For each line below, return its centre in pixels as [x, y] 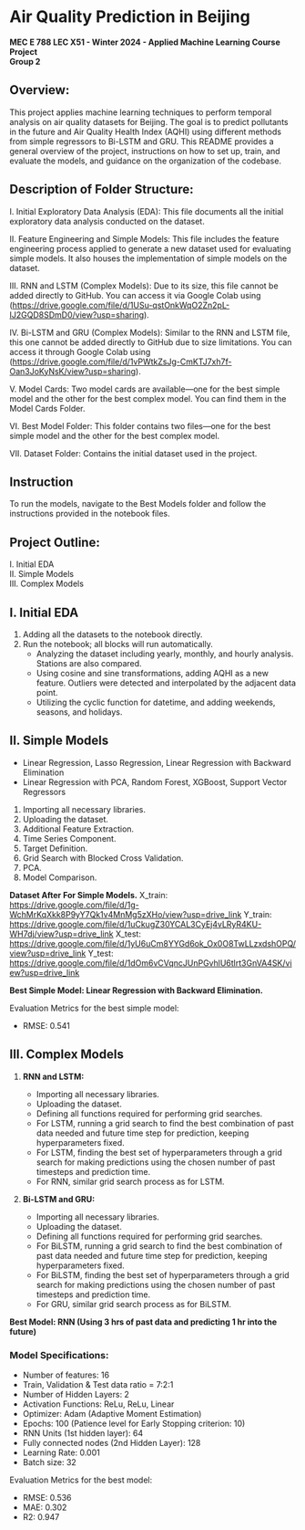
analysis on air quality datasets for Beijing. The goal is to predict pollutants [149, 121]
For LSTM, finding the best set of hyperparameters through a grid [159, 1152]
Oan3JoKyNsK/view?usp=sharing [73, 371]
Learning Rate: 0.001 [61, 1452]
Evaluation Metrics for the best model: [81, 1480]
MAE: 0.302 [45, 1507]
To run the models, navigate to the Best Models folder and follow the [138, 504]
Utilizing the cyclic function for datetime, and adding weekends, [156, 702]
